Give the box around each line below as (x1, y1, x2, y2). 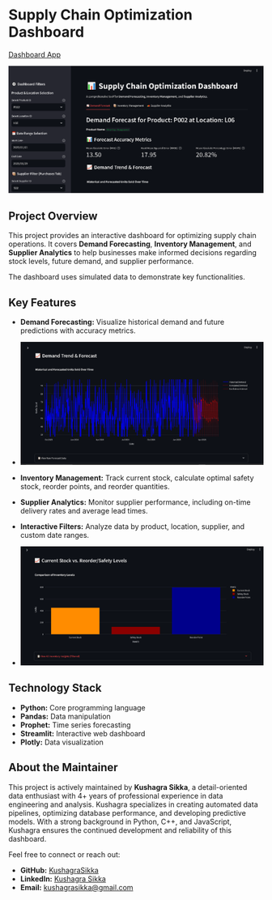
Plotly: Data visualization (19, 737, 104, 747)
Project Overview (8, 209, 98, 223)
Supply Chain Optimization (8, 6, 193, 24)
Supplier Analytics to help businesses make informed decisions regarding (8, 248, 257, 258)
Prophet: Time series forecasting (19, 719, 131, 730)
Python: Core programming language (19, 702, 146, 712)
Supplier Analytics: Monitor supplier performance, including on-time (19, 497, 251, 507)
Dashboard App (8, 49, 61, 59)
